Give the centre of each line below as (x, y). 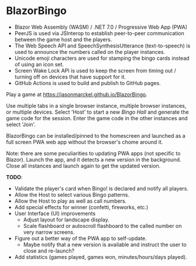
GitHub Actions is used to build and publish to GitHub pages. (87, 83)
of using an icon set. (39, 64)
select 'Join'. (21, 124)
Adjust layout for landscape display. (66, 219)
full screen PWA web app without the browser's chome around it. (85, 142)
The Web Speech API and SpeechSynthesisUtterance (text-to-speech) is (102, 46)
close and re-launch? (49, 251)
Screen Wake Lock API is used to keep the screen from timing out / (95, 70)
